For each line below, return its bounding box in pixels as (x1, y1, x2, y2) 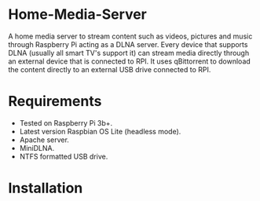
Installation (8, 179, 83, 197)
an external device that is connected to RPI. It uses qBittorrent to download (8, 57, 251, 66)
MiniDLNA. (19, 143, 55, 152)
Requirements (8, 93, 102, 111)
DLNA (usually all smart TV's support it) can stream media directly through (8, 48, 250, 57)
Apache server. (19, 135, 69, 144)
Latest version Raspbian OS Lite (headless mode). (19, 126, 181, 136)
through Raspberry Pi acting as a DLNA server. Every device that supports (8, 39, 248, 49)
